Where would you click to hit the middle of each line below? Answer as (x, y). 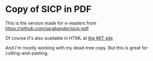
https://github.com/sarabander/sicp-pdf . (48, 28)
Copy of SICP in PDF (48, 9)
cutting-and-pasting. (27, 53)
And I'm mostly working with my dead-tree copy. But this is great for (76, 47)
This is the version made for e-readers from (51, 23)
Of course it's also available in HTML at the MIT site (59, 38)
